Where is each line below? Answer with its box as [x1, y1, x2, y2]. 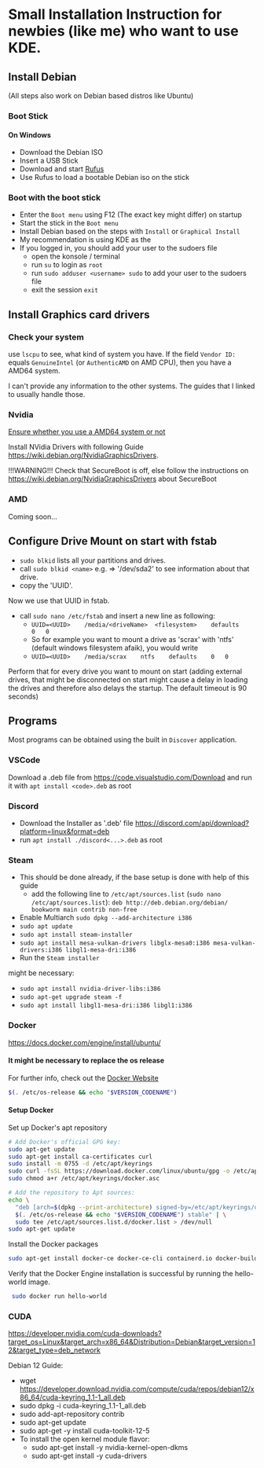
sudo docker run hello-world [11, 1293, 108, 1301]
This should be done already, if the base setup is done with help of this [19, 872, 250, 882]
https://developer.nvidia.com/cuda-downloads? [8, 1329, 163, 1338]
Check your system [8, 332, 85, 343]
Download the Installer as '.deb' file [19, 818, 134, 828]
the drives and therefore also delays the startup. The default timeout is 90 [8, 683, 247, 692]
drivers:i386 [19, 946, 63, 954]
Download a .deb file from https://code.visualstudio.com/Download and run [8, 773, 253, 782]
